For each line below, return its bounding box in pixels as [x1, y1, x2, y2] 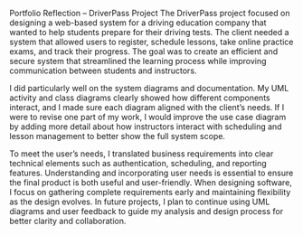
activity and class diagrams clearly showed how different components [9, 92, 270, 103]
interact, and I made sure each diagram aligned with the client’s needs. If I [9, 102, 285, 112]
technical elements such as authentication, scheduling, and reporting [9, 158, 267, 168]
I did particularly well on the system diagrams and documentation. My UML [9, 83, 289, 93]
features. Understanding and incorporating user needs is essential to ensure [9, 167, 294, 178]
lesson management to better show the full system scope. [9, 131, 226, 141]
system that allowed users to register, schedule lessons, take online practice [9, 36, 294, 47]
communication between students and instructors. [9, 65, 197, 76]
